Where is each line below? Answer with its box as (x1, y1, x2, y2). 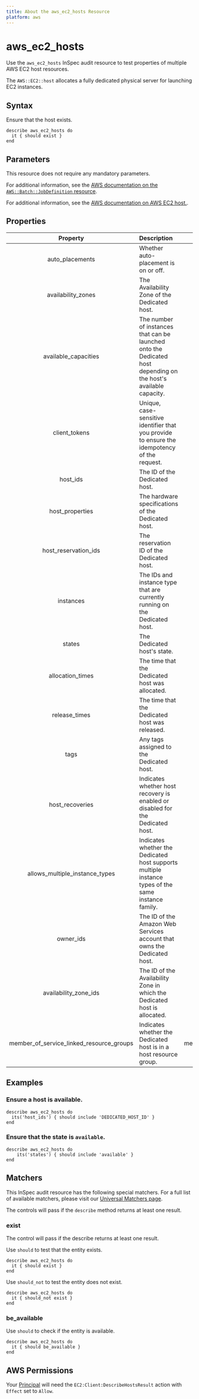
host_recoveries (49, 800, 94, 809)
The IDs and (139, 570, 173, 579)
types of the (139, 880, 173, 889)
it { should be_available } (11, 1344, 81, 1350)
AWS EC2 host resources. (6, 66, 69, 73)
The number (139, 315, 174, 323)
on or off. (139, 266, 165, 274)
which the (139, 988, 167, 996)
